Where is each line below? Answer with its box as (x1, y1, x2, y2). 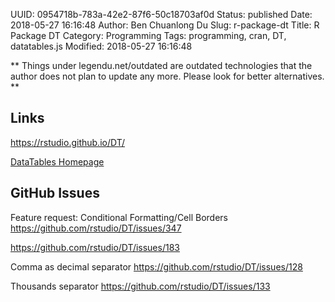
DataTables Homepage (10, 155, 105, 168)
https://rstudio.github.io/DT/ (10, 136, 126, 148)
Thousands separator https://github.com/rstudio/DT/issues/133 (10, 280, 271, 292)
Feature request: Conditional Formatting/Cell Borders (10, 211, 228, 223)
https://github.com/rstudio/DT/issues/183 (10, 241, 180, 253)
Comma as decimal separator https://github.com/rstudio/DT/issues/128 (10, 260, 303, 273)
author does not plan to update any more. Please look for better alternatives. (10, 70, 325, 82)
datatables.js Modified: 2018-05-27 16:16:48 (10, 40, 193, 52)
